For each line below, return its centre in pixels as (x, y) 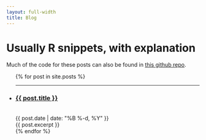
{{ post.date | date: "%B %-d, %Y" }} (62, 118)
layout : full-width (31, 12)
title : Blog (21, 18)
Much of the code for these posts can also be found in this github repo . (96, 65)
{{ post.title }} (36, 98)
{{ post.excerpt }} (37, 124)
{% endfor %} (33, 131)
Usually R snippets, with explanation (101, 48)
